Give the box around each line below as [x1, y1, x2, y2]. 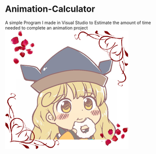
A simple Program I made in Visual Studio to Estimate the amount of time [5, 20, 151, 26]
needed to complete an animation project [5, 25, 88, 30]
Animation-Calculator [5, 3, 95, 15]
